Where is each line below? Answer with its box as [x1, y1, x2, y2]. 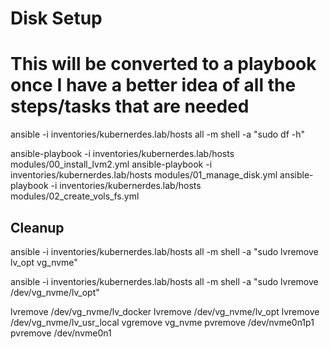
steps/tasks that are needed [10, 95, 250, 118]
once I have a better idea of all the [10, 74, 297, 97]
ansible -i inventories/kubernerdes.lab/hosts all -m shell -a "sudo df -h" [10, 128, 306, 141]
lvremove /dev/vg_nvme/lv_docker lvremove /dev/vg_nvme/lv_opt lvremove [10, 305, 320, 317]
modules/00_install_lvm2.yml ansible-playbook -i [10, 158, 213, 171]
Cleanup [10, 219, 65, 236]
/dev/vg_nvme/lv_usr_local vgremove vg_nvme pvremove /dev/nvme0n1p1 [10, 316, 315, 328]
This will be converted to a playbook [10, 53, 317, 76]
